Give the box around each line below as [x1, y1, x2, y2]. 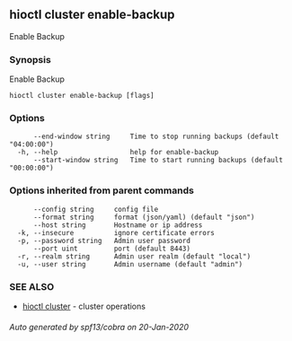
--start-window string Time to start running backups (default [32, 156, 283, 165]
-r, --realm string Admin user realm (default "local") [17, 251, 252, 261]
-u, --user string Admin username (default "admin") [17, 259, 243, 268]
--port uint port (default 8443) [32, 244, 191, 253]
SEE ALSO [9, 280, 55, 293]
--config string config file [32, 205, 159, 214]
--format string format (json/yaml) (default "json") [32, 213, 255, 222]
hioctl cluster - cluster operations [22, 301, 146, 311]
